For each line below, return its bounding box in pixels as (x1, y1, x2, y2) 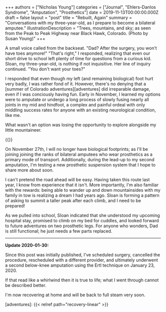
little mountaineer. (5, 127, 42, 133)
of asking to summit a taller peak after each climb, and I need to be (5, 198, 141, 204)
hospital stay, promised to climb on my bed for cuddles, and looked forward (5, 218, 159, 223)
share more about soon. (5, 167, 54, 173)
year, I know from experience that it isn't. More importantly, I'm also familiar (5, 182, 159, 188)
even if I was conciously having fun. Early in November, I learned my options (5, 91, 161, 97)
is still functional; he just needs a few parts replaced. (5, 228, 113, 234)
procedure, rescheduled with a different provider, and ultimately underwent (5, 257, 158, 263)
